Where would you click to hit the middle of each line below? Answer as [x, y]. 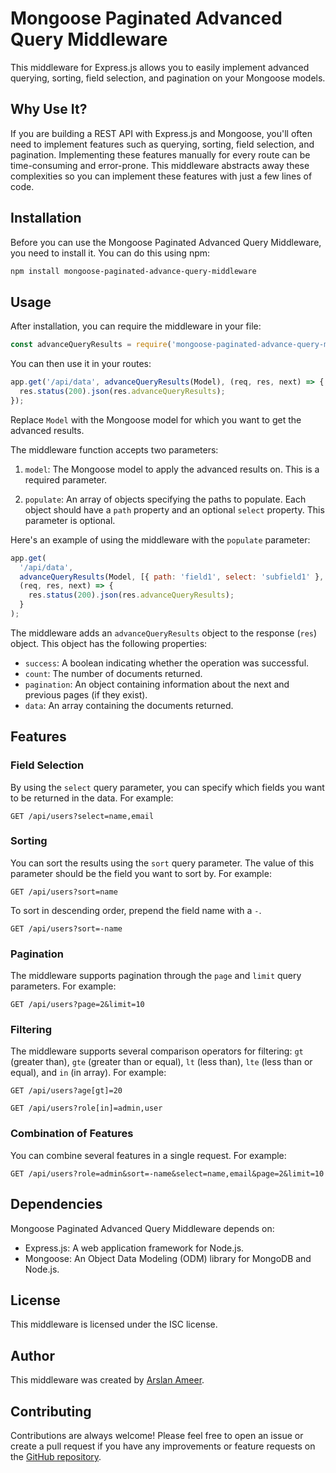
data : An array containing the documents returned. [129, 705]
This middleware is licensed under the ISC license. [114, 1324]
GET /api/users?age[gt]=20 [66, 1091]
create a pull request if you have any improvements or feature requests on [163, 1446]
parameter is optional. [70, 520]
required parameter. [66, 479]
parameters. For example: [63, 986]
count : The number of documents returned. [113, 673]
